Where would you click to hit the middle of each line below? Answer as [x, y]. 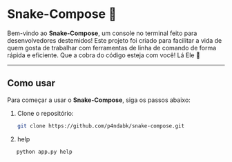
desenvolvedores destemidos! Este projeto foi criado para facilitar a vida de [115, 40]
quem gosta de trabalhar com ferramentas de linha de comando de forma [112, 48]
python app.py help [44, 152]
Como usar [31, 83]
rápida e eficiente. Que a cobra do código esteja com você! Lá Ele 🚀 [104, 55]
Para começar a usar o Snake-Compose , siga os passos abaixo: [99, 100]
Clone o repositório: [45, 113]
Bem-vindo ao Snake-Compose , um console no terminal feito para [102, 33]
